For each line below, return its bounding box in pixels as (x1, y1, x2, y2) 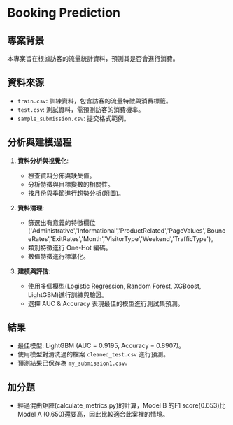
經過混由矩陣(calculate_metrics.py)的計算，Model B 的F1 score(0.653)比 (17, 401, 226, 410)
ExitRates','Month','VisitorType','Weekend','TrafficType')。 (52, 234, 218, 243)
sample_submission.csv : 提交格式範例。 (17, 114, 131, 122)
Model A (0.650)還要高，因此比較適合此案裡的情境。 (17, 410, 169, 419)
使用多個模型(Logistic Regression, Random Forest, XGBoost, (27, 282, 202, 290)
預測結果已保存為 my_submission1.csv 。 (17, 359, 132, 368)
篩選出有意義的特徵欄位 (27, 218, 96, 226)
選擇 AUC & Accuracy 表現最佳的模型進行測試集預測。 (27, 299, 184, 308)
